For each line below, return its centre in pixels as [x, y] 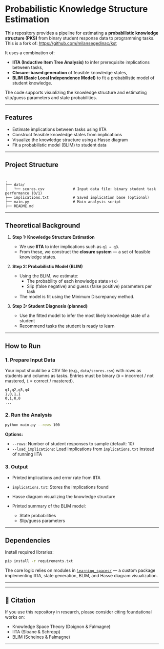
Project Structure [32, 165]
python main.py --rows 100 [32, 425]
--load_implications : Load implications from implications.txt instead [83, 449]
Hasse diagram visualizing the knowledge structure [64, 496]
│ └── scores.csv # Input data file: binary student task [81, 189]
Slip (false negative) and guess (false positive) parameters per [89, 286]
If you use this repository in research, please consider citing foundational [79, 612]
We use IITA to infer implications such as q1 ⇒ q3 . [69, 247]
